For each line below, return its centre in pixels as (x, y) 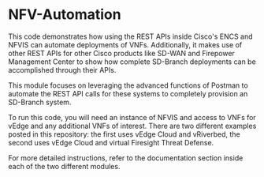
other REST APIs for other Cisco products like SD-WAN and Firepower (121, 53)
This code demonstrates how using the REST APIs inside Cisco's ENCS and (131, 36)
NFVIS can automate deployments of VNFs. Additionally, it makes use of (125, 44)
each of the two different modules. (64, 166)
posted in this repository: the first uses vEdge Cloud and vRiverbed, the (124, 134)
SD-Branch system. (40, 102)
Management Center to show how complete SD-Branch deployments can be (132, 62)
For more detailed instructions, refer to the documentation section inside (126, 158)
